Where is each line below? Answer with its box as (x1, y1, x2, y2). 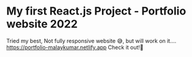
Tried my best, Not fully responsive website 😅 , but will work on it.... (6, 37, 177, 44)
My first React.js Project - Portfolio (6, 4, 186, 18)
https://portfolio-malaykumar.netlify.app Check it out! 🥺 (6, 44, 144, 51)
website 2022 (6, 17, 78, 31)
